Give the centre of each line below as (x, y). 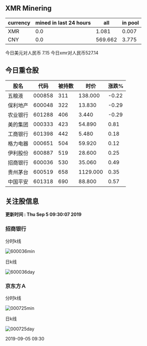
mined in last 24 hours (63, 22)
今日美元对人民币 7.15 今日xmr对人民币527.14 (52, 52)
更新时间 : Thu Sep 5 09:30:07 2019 (43, 214)
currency (19, 22)
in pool (130, 22)
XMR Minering (28, 8)
